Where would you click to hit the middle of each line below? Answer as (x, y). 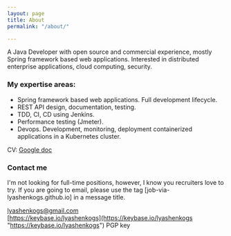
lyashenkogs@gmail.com (43, 210)
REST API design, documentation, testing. (76, 107)
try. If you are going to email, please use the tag (75, 190)
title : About (26, 20)
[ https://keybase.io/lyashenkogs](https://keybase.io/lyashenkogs (100, 217)
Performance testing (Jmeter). (60, 121)
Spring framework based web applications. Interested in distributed (103, 59)
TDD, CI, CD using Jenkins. (56, 114)
